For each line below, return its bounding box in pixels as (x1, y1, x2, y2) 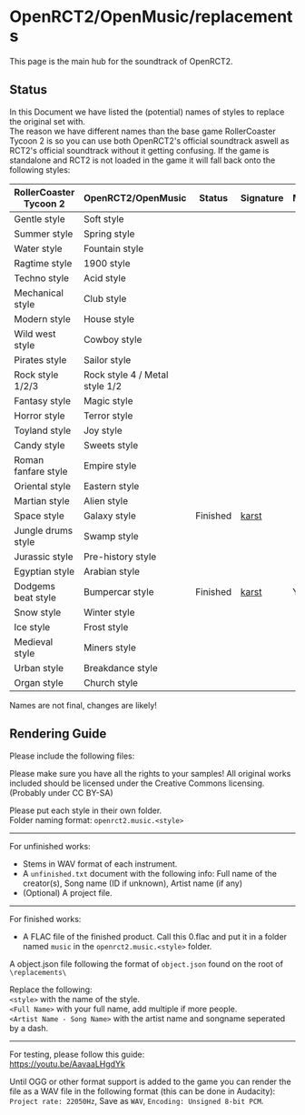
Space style (14, 509, 65, 522)
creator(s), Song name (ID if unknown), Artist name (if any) (22, 878, 243, 889)
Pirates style (14, 353, 67, 366)
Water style (14, 242, 63, 255)
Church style (83, 676, 139, 688)
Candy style (14, 438, 65, 451)
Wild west (14, 327, 56, 340)
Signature (240, 191, 284, 204)
